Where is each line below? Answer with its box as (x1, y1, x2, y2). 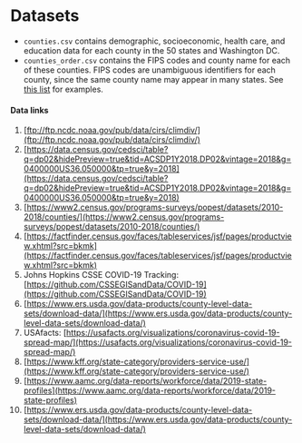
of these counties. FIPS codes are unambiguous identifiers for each (23, 64, 276, 75)
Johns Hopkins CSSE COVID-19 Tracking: (23, 270, 180, 281)
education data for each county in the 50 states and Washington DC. (23, 44, 280, 55)
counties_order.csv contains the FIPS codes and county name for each (23, 54, 291, 65)
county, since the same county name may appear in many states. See (23, 74, 284, 84)
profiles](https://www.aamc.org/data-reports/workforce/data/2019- (23, 385, 276, 396)
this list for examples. (23, 84, 103, 94)
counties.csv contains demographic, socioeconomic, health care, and (23, 35, 286, 46)
